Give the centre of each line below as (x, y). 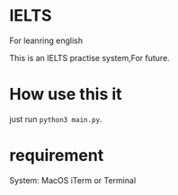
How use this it (66, 94)
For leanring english (46, 40)
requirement (57, 156)
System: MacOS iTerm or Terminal (73, 180)
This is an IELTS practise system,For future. (90, 58)
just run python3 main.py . (56, 119)
